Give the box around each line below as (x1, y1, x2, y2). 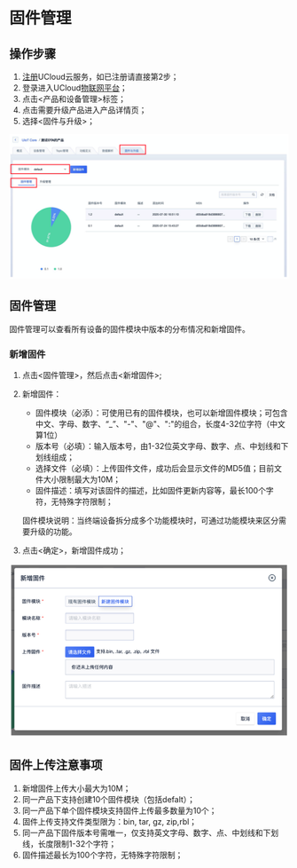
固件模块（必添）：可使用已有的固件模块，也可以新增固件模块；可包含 (35, 407, 288, 418)
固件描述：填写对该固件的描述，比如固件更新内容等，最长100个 (35, 485, 266, 495)
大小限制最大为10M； (43, 474, 121, 485)
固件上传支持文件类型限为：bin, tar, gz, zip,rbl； (21, 816, 198, 826)
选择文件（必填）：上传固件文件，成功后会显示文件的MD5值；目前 (35, 462, 275, 473)
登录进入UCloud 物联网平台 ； (21, 83, 129, 93)
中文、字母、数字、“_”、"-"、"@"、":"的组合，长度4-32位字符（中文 (35, 418, 285, 429)
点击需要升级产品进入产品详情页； (21, 105, 147, 115)
